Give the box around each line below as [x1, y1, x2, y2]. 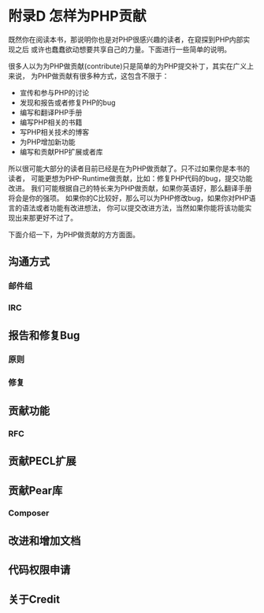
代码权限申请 [8, 563, 71, 577]
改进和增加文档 [8, 533, 81, 548]
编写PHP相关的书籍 [19, 117, 83, 127]
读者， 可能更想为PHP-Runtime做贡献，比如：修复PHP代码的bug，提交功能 [8, 173, 253, 183]
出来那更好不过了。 [14, 213, 77, 222]
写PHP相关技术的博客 [19, 127, 90, 136]
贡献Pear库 [8, 484, 63, 497]
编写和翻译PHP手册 [19, 107, 83, 117]
